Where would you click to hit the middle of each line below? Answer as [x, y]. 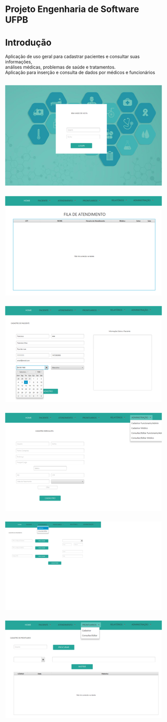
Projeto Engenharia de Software [72, 9]
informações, [19, 62]
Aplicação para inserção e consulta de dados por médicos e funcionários [80, 72]
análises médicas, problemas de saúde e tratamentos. [60, 67]
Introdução [28, 43]
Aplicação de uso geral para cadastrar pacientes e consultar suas [73, 56]
